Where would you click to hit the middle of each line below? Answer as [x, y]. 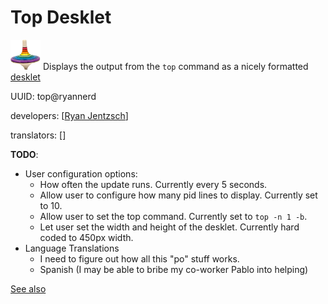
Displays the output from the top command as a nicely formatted [175, 66]
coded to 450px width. [86, 237]
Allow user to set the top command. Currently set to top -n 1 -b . [173, 216]
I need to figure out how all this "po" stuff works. [139, 258]
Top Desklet [61, 17]
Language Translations [72, 248]
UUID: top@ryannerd [53, 96]
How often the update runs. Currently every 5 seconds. [153, 184]
